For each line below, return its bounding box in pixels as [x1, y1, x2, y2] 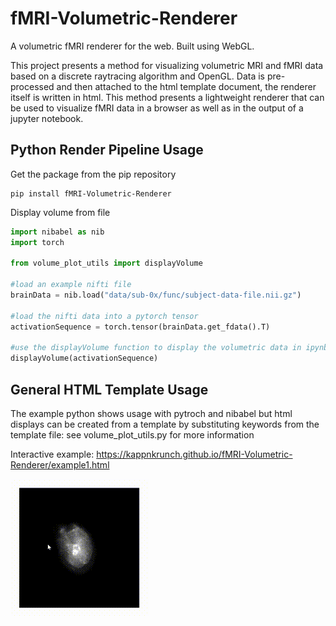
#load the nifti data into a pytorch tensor [10, 311, 199, 321]
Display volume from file [10, 206, 111, 218]
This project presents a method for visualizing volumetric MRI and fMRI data [10, 59, 324, 71]
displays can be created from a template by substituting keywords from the [10, 418, 320, 430]
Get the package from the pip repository [10, 168, 177, 180]
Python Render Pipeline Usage [10, 142, 204, 159]
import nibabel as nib [10, 227, 105, 237]
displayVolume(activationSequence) [10, 353, 159, 364]
